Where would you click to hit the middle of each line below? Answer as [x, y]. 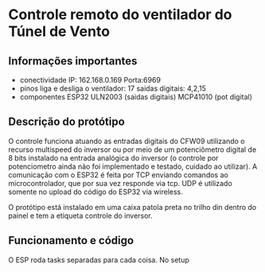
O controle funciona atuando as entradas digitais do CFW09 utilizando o [127, 141]
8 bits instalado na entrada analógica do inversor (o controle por [113, 157]
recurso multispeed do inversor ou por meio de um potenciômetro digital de [132, 150]
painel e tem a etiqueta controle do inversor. [80, 216]
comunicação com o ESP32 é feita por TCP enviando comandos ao [118, 175]
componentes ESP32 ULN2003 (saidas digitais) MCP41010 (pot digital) [136, 97]
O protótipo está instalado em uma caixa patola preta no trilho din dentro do [132, 207]
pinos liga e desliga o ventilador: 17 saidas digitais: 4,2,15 [113, 88]
